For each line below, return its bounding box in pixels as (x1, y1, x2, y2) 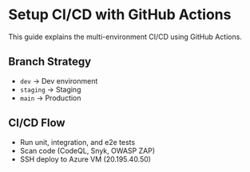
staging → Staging (19, 84, 81, 94)
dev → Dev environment (19, 76, 98, 85)
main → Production (19, 93, 81, 103)
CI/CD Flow (8, 116, 65, 130)
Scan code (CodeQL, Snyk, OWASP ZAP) (19, 146, 156, 155)
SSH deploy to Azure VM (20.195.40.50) (19, 154, 152, 164)
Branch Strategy (8, 55, 92, 68)
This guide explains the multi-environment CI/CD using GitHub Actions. (8, 32, 242, 41)
